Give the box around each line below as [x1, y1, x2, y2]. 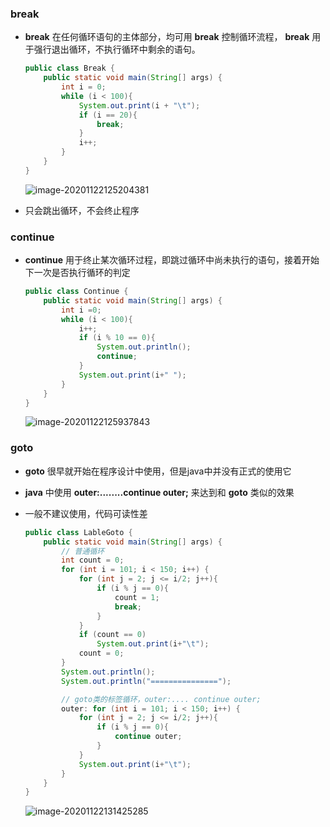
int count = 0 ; [61, 555, 125, 566]
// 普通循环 [61, 546, 105, 556]
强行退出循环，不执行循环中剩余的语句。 [33, 43, 201, 56]
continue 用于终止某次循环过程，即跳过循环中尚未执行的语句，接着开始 [24, 254, 320, 266]
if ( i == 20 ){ [78, 110, 138, 120]
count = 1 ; [114, 592, 160, 602]
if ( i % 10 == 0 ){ [78, 333, 156, 343]
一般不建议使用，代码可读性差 [24, 507, 148, 519]
